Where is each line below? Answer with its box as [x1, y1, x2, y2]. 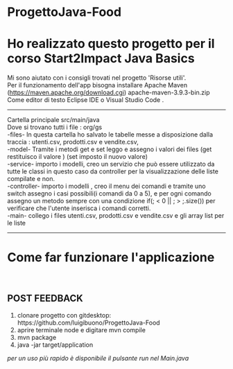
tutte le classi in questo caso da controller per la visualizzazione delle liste [7, 167, 218, 175]
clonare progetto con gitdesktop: [17, 311, 112, 319]
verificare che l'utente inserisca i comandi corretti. [7, 204, 151, 212]
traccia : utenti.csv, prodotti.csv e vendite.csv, [7, 138, 139, 146]
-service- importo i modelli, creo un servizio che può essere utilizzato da [7, 160, 215, 169]
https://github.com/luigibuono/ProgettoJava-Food [17, 318, 161, 327]
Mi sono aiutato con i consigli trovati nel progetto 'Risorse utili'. [7, 74, 187, 82]
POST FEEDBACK [7, 293, 83, 304]
